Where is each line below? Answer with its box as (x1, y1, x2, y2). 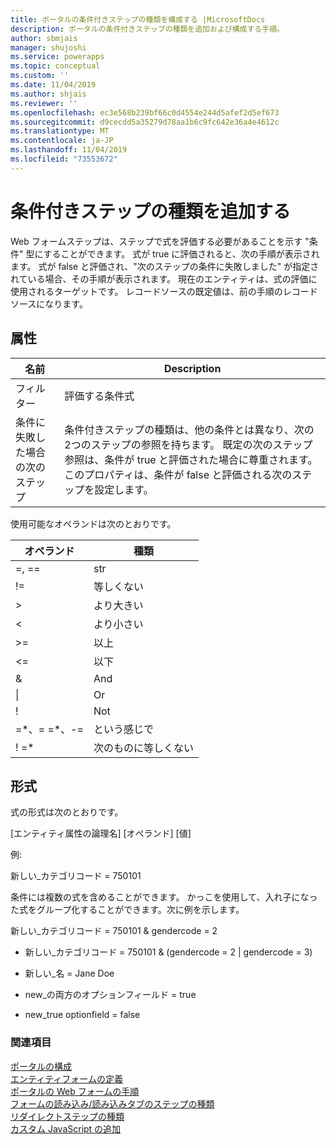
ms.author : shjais (10, 89, 87, 99)
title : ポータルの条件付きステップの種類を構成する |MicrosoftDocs (10, 14, 266, 25)
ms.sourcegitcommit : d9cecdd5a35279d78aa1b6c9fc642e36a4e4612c (10, 117, 280, 127)
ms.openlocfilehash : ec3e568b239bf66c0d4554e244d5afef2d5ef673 (10, 107, 280, 118)
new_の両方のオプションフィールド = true (24, 989, 197, 1001)
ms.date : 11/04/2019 (10, 80, 97, 90)
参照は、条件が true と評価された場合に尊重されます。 (64, 452, 318, 466)
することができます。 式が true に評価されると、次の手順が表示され (43, 247, 320, 260)
